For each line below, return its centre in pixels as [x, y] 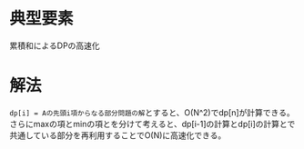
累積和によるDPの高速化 [55, 45]
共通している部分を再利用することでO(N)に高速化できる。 [118, 135]
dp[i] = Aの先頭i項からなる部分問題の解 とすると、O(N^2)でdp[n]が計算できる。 [152, 112]
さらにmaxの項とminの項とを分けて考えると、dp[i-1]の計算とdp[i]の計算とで [152, 124]
